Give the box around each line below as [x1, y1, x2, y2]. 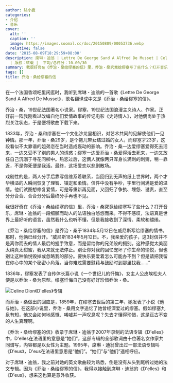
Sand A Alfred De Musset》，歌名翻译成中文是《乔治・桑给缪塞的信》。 [5, 96, 153, 102]
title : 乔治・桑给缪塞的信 [5, 75, 57, 80]
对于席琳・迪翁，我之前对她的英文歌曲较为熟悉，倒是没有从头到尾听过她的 [5, 359, 163, 365]
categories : [5, 12, 31, 17]
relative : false [10, 46, 45, 51]
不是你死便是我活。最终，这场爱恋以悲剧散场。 [14, 162, 114, 169]
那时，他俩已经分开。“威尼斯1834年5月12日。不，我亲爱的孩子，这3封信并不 [5, 233, 168, 240]
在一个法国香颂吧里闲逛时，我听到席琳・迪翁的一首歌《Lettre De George [5, 89, 160, 95]
